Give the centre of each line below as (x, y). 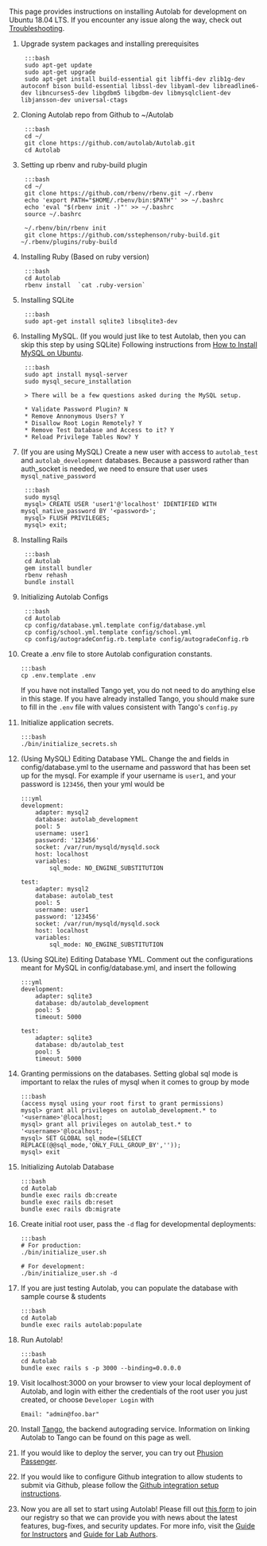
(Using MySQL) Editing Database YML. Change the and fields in (125, 759)
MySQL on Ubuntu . (52, 353)
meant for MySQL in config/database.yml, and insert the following (128, 968)
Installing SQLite (47, 300)
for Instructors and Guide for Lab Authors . (89, 1534)
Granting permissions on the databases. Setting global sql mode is (129, 1073)
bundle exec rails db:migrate (71, 1209)
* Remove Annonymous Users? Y (74, 416)
